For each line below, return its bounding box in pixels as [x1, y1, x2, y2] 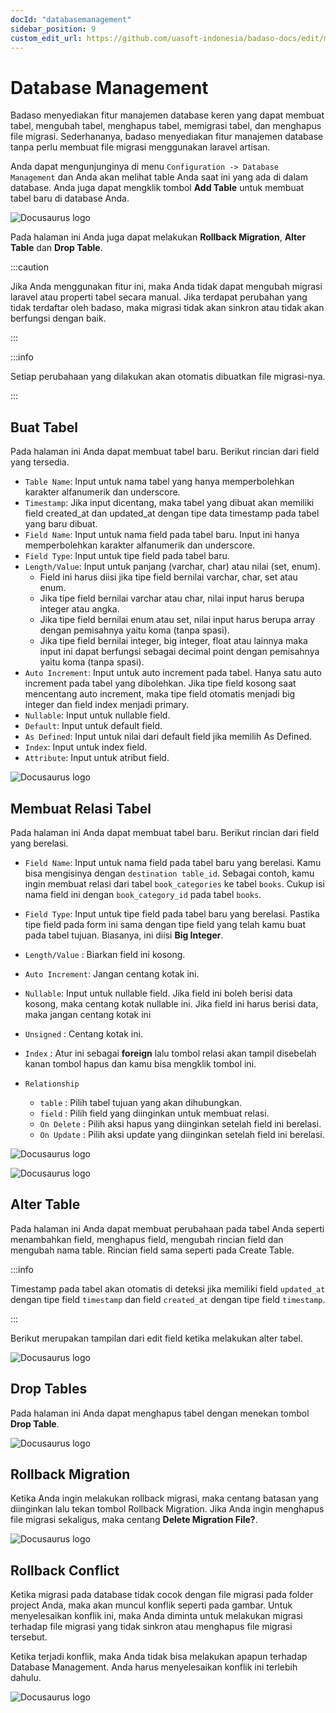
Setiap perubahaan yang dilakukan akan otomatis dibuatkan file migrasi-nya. [10, 371, 326, 383]
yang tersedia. [10, 456, 70, 468]
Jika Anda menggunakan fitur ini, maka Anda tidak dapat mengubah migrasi [10, 281, 323, 293]
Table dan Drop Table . [10, 242, 103, 254]
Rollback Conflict [10, 1562, 120, 1579]
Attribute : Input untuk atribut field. [24, 752, 170, 764]
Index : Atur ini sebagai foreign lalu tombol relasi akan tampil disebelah [24, 1047, 317, 1059]
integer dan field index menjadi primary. [24, 699, 190, 711]
